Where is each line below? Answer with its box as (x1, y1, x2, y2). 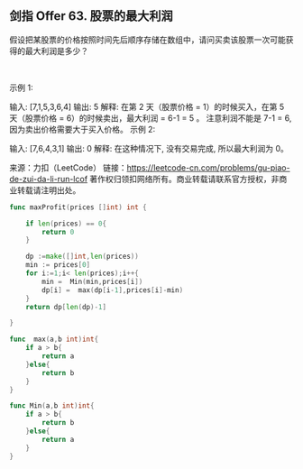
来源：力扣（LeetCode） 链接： (9, 161, 128, 173)
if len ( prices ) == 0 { (25, 219, 106, 228)
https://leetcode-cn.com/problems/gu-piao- (126, 161, 290, 173)
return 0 (41, 227, 75, 236)
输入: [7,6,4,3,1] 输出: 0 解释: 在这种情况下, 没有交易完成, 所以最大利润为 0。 (9, 143, 289, 153)
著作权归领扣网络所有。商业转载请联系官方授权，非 (89, 173, 280, 184)
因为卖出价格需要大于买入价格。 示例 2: (9, 124, 156, 134)
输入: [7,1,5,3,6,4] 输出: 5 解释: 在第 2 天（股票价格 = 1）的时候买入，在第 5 (9, 101, 285, 112)
